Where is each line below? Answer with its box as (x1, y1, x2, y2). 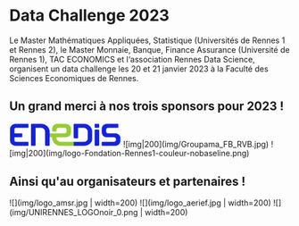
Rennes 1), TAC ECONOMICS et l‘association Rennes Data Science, (9, 54, 256, 64)
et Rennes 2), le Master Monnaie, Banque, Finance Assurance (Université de (9, 44, 290, 54)
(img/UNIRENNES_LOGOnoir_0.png (9, 207, 138, 218)
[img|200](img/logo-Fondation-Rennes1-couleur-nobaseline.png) (9, 148, 250, 159)
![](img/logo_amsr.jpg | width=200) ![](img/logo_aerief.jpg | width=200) (9, 197, 272, 208)
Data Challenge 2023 (9, 5, 170, 26)
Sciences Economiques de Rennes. (9, 72, 139, 83)
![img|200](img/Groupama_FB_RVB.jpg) (122, 138, 270, 149)
